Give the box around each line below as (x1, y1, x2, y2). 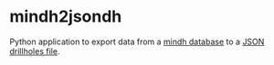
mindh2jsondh (9, 6, 122, 27)
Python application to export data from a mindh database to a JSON (9, 36, 265, 47)
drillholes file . (9, 45, 60, 56)
